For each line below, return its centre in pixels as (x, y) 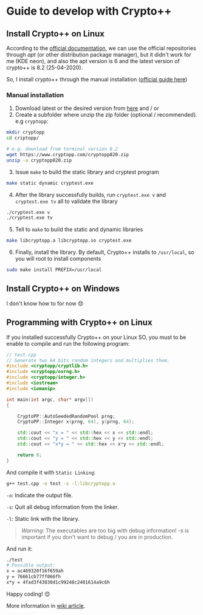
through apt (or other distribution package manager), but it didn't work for (99, 55)
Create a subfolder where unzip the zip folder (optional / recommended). (106, 115)
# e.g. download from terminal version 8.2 (62, 149)
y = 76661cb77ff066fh (34, 577)
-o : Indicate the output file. (40, 495)
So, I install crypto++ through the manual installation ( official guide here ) (97, 79)
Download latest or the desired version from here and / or (87, 108)
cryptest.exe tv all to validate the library (66, 201)
